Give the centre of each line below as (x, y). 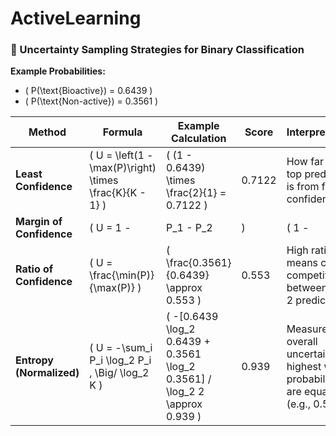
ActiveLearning (76, 18)
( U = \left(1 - (121, 155)
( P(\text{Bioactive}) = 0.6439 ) (88, 91)
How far (305, 162)
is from (303, 187)
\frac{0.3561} (198, 263)
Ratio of (34, 269)
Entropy (34, 360)
